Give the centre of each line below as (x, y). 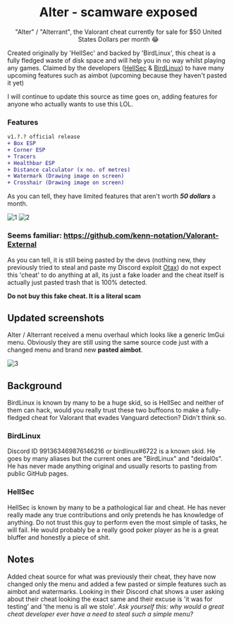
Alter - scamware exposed (118, 12)
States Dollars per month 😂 (118, 39)
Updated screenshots (56, 318)
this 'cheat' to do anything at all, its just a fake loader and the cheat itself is (116, 275)
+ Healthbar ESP (31, 163)
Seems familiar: (35, 235)
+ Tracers (22, 156)
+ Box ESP (22, 144)
